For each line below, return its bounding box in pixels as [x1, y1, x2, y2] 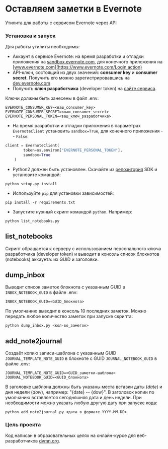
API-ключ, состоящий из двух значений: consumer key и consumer [12, 69, 157, 76]
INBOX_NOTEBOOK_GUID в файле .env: [5, 289, 78, 295]
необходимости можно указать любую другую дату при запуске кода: [5, 400, 157, 406]
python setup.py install [5, 181, 57, 186]
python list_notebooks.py [5, 218, 59, 223]
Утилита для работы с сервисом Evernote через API [5, 20, 117, 26]
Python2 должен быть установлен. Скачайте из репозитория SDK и [12, 166, 157, 172]
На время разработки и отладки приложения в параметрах [12, 123, 141, 129]
